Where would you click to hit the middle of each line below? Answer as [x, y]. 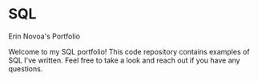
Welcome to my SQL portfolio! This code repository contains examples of [129, 51]
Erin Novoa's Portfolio [44, 36]
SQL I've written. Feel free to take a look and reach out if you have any [124, 60]
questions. [26, 68]
